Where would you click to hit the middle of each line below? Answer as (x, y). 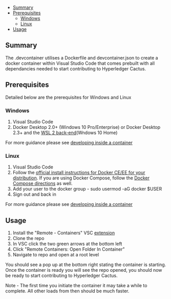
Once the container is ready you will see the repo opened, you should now (84, 270)
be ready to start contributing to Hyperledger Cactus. (61, 276)
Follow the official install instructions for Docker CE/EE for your (79, 173)
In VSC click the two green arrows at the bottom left (67, 244)
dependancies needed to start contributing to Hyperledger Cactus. (76, 68)
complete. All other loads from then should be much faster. (67, 291)
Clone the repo (28, 238)
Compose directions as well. (42, 183)
